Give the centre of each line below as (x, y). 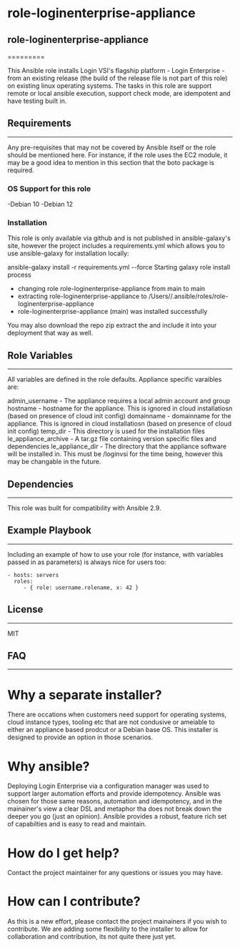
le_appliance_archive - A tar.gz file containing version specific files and (112, 439)
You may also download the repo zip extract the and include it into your (112, 325)
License (25, 609)
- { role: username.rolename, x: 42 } (81, 588)
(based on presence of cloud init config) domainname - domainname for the (119, 416)
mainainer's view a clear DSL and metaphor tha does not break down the (115, 809)
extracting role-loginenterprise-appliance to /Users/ (94, 296)
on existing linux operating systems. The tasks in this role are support (110, 86)
